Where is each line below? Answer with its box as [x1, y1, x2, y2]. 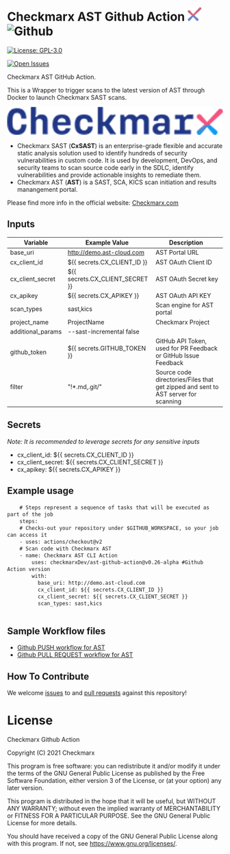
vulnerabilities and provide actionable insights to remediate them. [16, 171, 201, 179]
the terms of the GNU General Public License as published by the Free [7, 769, 205, 777]
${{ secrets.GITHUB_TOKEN [67, 344, 146, 353]
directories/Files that [155, 375, 214, 384]
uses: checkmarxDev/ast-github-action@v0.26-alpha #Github [31, 559, 204, 566]
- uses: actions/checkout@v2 [19, 538, 103, 545]
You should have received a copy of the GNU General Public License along [7, 832, 218, 840]
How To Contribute [7, 670, 90, 682]
